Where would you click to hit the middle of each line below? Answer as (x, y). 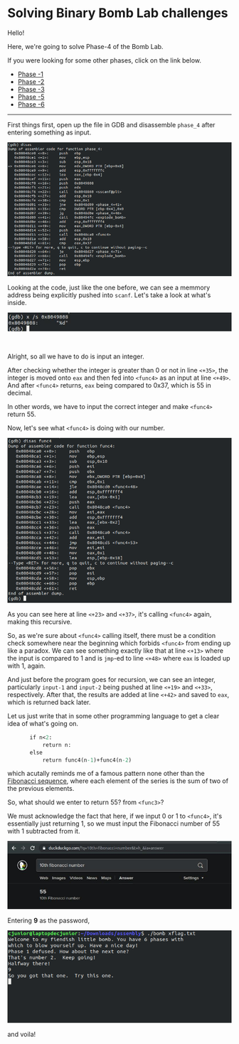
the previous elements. (41, 789)
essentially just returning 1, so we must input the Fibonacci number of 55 (114, 824)
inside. (17, 303)
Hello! (16, 33)
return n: (57, 745)
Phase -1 (31, 74)
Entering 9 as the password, (49, 920)
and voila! (22, 1034)
